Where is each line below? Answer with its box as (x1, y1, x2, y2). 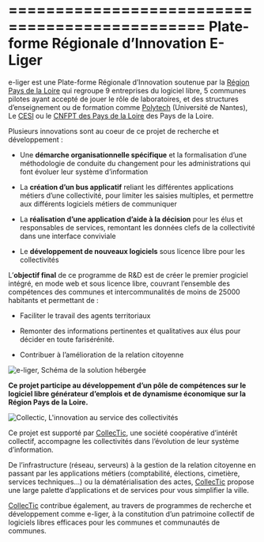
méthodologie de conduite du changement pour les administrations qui (19, 158, 251, 168)
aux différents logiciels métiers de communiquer (19, 199, 178, 208)
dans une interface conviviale (19, 231, 116, 241)
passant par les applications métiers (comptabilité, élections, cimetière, (8, 468, 240, 478)
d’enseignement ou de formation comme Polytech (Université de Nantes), (8, 102, 248, 112)
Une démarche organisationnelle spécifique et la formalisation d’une (19, 150, 247, 159)
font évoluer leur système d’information (19, 167, 149, 176)
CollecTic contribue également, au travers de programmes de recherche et (8, 500, 252, 510)
